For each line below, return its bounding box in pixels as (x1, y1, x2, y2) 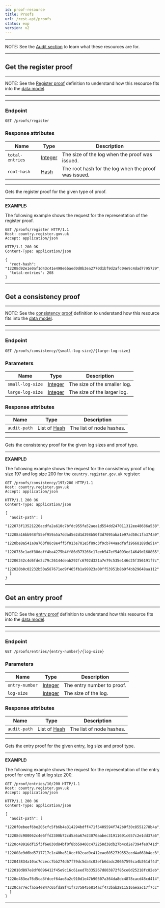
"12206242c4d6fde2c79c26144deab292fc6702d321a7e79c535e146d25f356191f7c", (5, 558, 162, 563)
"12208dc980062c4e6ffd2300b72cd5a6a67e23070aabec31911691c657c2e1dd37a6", (5, 833, 162, 838)
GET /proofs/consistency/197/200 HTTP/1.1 (5, 481, 93, 486)
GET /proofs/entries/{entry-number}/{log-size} (5, 649, 105, 654)
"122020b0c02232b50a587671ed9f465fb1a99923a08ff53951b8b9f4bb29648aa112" (5, 567, 160, 572)
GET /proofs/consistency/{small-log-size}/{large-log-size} (5, 348, 131, 353)
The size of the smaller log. (68, 380, 132, 387)
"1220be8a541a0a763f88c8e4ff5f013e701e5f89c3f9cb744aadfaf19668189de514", (5, 541, 162, 546)
